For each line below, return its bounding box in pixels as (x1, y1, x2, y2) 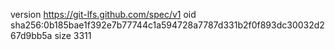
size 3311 (54, 30, 92, 41)
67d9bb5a (10, 30, 53, 41)
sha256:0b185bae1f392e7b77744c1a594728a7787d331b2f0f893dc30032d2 (10, 19, 325, 31)
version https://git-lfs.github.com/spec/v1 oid (10, 9, 197, 20)
